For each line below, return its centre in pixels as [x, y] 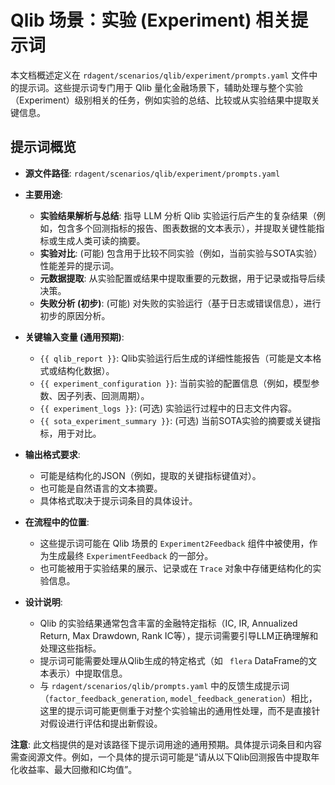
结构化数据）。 [86, 370]
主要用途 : [43, 194]
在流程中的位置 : [57, 522]
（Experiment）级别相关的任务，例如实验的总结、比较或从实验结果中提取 [161, 100]
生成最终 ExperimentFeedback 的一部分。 [131, 555]
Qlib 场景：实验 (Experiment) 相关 [151, 20]
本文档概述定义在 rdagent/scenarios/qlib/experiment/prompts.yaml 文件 [160, 75]
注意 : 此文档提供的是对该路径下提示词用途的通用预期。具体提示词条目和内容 [166, 744]
